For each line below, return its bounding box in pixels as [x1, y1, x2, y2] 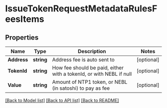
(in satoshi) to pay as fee [52, 85, 110, 92]
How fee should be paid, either [52, 64, 124, 71]
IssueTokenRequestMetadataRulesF [5, 3, 158, 14]
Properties [5, 33, 39, 42]
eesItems [5, 13, 45, 25]
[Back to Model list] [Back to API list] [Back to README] [5, 98, 119, 103]
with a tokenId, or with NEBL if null [52, 70, 132, 77]
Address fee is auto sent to [52, 56, 115, 63]
